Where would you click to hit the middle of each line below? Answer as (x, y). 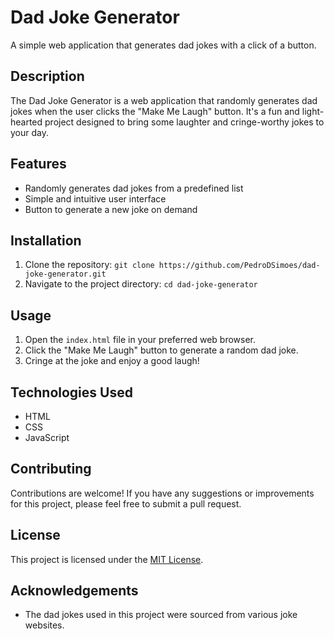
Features (38, 164)
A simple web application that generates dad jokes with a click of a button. (163, 45)
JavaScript (47, 437)
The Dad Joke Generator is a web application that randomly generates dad (164, 100)
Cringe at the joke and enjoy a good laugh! (112, 361)
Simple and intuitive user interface (95, 198)
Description (47, 76)
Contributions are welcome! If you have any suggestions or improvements (162, 493)
